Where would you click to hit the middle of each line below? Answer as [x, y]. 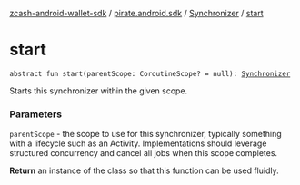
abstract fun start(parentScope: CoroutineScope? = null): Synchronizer [150, 73]
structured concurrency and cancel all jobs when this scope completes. [144, 153]
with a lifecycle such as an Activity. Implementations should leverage [138, 143]
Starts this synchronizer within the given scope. [99, 91]
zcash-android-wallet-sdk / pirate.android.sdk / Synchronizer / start [136, 13]
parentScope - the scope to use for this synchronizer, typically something [145, 134]
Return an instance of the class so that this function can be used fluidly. [144, 170]
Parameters [35, 114]
